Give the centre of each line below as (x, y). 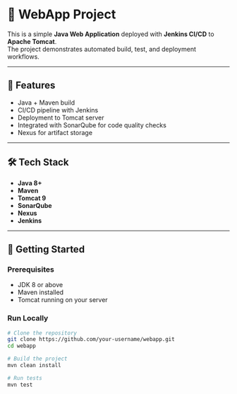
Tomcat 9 (32, 198)
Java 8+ (30, 182)
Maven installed (41, 292)
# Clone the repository (42, 333)
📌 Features (31, 85)
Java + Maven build (46, 103)
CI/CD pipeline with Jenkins (58, 110)
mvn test (20, 385)
